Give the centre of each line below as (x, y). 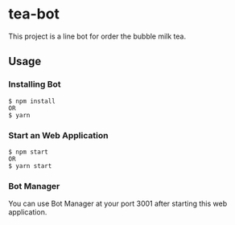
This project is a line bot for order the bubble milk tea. (97, 36)
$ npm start (28, 152)
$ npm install (32, 101)
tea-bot (34, 14)
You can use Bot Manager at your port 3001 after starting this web (118, 204)
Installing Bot (35, 84)
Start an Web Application (58, 135)
